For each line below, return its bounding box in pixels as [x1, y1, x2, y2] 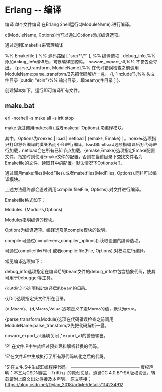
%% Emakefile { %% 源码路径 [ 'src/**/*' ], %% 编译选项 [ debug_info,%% [5, 52, 156, 59]
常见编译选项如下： [5, 258, 44, 264]
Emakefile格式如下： [5, 197, 46, 203]
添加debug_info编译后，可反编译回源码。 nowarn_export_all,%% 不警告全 [5, 59, 153, 64]
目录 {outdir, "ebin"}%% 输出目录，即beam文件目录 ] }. [9, 77, 120, 83]
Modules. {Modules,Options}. [5, 206, 64, 212]
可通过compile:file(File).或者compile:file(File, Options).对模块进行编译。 [5, 248, 148, 254]
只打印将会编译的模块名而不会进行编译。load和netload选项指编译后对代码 [5, 141, 153, 147]
